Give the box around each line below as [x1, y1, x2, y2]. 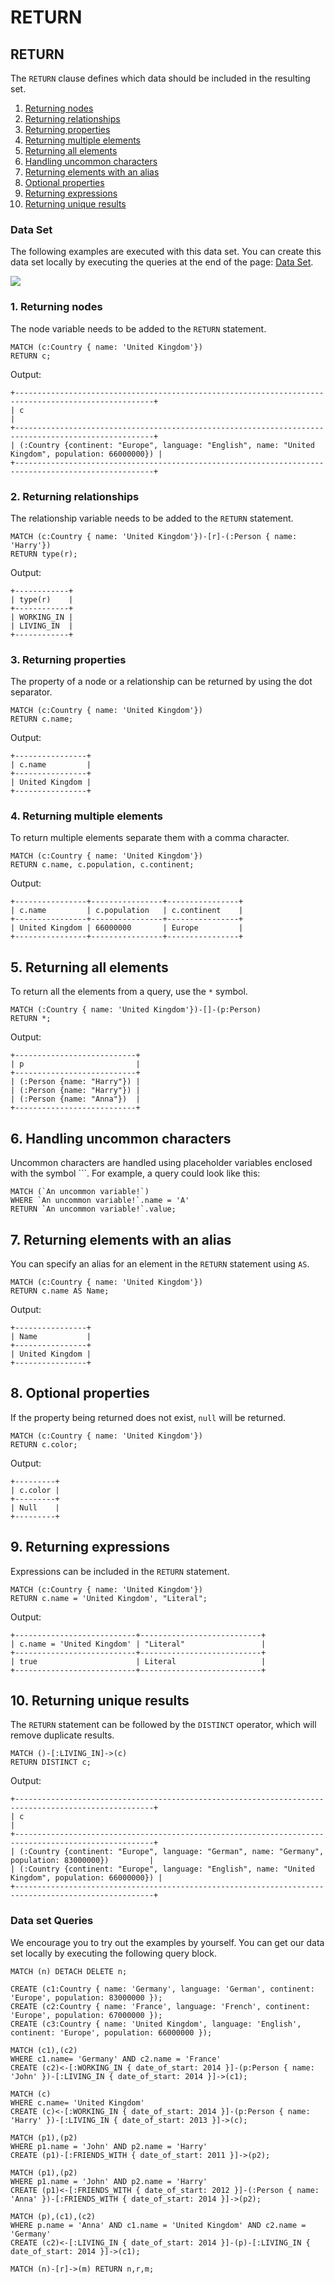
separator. [10, 686, 53, 698]
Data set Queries [10, 1914, 94, 1928]
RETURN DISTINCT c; [10, 1757, 92, 1768]
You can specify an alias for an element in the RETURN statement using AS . [10, 1257, 310, 1270]
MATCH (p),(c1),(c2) [10, 2211, 97, 2221]
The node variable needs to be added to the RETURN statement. [10, 322, 267, 335]
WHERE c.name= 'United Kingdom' [10, 2097, 145, 2108]
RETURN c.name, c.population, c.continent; [10, 860, 195, 870]
